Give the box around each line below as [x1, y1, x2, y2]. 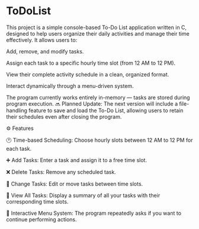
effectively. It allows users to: [6, 36, 78, 43]
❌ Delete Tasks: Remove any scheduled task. [6, 168, 117, 176]
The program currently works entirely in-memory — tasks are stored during [6, 94, 191, 101]
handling [6, 107, 28, 114]
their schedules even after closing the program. [6, 113, 122, 120]
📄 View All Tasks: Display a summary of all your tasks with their [6, 192, 161, 199]
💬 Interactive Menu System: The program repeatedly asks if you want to [6, 209, 182, 217]
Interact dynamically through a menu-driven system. [6, 82, 134, 90]
